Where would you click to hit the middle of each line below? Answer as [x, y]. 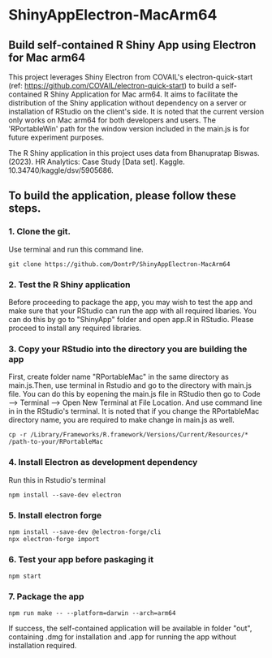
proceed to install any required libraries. [75, 328]
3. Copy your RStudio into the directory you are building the [128, 349]
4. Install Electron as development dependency [103, 462]
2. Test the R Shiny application [69, 284]
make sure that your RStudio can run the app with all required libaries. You [133, 311]
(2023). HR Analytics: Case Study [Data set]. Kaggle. [97, 161]
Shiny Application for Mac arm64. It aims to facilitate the [144, 94]
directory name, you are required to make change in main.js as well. [122, 420]
